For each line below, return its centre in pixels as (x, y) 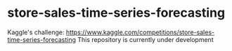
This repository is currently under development (145, 39)
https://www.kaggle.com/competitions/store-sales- (140, 32)
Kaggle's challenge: (36, 32)
